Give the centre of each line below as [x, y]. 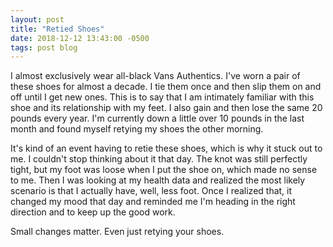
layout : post [37, 19]
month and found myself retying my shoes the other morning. [137, 129]
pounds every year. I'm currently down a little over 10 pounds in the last [157, 118]
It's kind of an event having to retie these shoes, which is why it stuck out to [166, 148]
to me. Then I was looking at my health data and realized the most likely [158, 180]
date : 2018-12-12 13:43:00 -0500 [80, 38]
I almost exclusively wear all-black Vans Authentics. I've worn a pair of [155, 76]
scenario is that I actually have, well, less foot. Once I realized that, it [151, 191]
